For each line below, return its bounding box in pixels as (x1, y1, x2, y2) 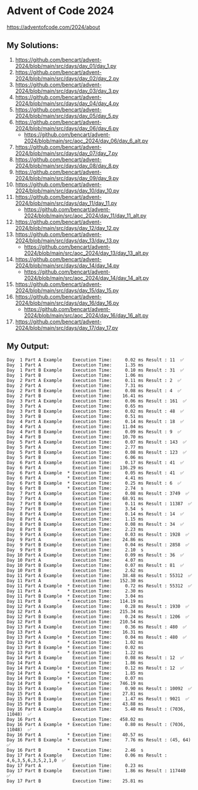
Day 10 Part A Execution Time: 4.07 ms (6, 557, 144, 563)
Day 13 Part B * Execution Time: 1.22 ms (6, 650, 144, 656)
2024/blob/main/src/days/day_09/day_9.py (15, 174, 119, 181)
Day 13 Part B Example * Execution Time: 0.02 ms (6, 644, 144, 650)
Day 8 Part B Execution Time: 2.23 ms (6, 526, 144, 532)
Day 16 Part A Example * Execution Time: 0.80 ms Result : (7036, (6, 721, 186, 727)
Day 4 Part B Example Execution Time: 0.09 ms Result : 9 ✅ (6, 428, 182, 435)
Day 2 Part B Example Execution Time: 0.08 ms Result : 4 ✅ (6, 387, 182, 394)
